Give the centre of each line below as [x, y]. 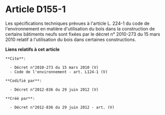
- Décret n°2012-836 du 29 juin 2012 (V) [54, 90]
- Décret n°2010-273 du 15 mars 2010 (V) [54, 67]
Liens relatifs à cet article [32, 49]
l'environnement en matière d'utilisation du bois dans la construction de [80, 28]
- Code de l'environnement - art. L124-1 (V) [59, 72]
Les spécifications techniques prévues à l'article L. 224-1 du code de [77, 23]
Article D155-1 [36, 9]
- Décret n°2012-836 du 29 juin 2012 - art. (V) [62, 107]
